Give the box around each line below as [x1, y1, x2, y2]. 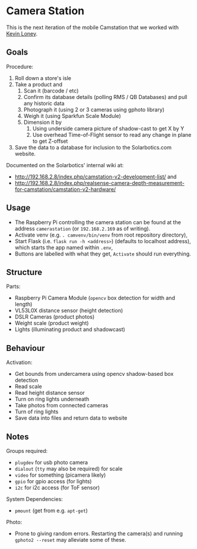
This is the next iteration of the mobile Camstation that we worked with [6, 24, 179, 31]
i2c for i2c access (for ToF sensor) [14, 484, 100, 491]
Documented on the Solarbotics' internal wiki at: [6, 161, 124, 168]
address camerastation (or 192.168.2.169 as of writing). [14, 225, 151, 232]
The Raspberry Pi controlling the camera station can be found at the [14, 218, 181, 226]
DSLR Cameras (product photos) [14, 313, 95, 321]
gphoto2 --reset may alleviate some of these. [14, 537, 126, 543]
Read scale [14, 383, 43, 390]
